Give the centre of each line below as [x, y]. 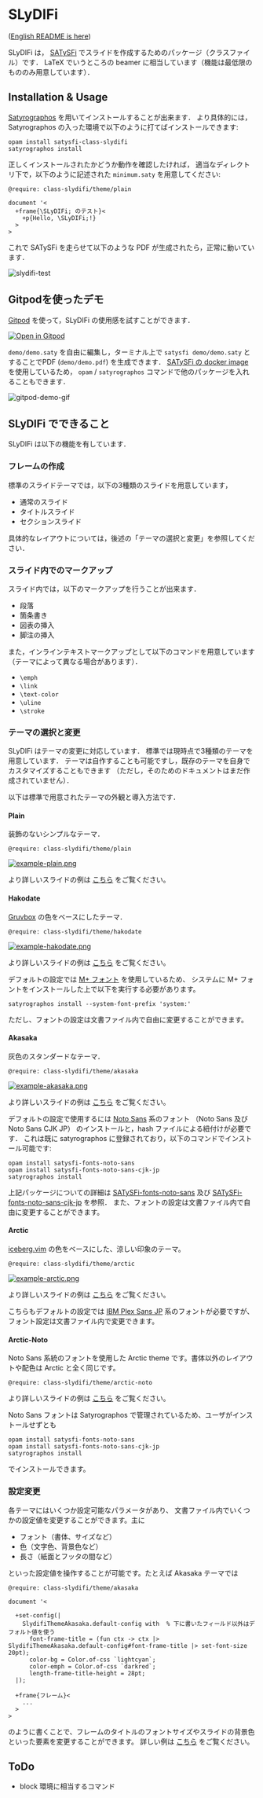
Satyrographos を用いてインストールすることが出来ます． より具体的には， [130, 117]
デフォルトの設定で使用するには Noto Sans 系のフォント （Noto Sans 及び [128, 1118]
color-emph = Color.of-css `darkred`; [92, 1666]
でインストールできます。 [49, 1469]
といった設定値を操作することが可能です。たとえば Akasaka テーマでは [123, 1572]
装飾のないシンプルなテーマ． [56, 834]
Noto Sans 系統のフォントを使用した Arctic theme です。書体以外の [117, 1358]
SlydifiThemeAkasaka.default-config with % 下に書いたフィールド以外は [136, 1624]
